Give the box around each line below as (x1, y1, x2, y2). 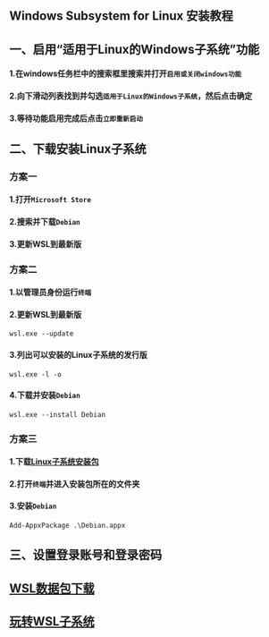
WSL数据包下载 (9, 581, 96, 596)
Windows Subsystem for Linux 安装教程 (9, 8, 234, 24)
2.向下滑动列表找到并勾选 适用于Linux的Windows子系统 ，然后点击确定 (9, 90, 253, 101)
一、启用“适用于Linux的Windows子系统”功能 (9, 41, 260, 56)
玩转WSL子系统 (9, 614, 96, 629)
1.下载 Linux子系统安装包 (9, 456, 99, 467)
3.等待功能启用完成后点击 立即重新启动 (9, 113, 143, 123)
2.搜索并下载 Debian (9, 217, 80, 227)
